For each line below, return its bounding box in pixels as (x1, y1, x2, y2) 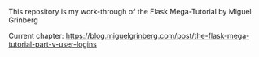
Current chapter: (8, 31, 64, 40)
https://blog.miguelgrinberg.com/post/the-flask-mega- (65, 31, 250, 40)
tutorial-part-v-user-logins (8, 39, 98, 49)
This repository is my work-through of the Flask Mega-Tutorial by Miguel (8, 7, 252, 16)
